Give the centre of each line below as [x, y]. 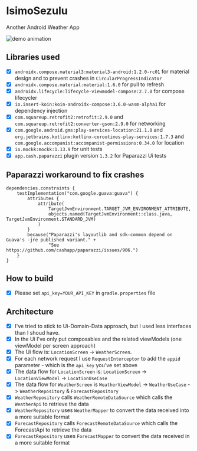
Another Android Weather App [43, 27]
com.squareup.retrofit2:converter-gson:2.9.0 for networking [90, 124]
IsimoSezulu [37, 11]
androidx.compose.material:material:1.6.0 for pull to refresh [89, 84]
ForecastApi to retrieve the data [53, 430]
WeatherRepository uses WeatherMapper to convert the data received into [102, 410]
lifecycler [26, 97]
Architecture [30, 312]
